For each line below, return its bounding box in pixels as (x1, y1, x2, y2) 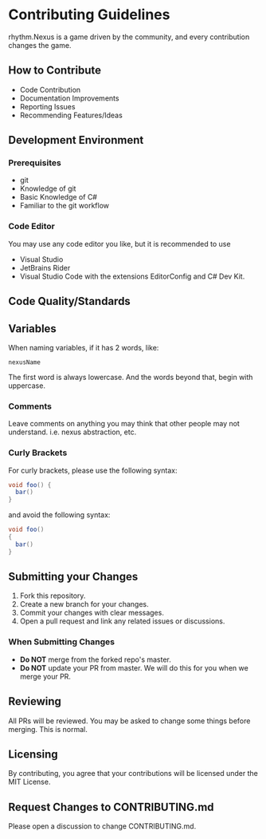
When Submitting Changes (8, 636, 115, 647)
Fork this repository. (19, 591, 86, 600)
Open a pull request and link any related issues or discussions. (19, 616, 225, 626)
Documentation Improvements (19, 93, 119, 103)
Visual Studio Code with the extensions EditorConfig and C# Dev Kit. (19, 271, 245, 281)
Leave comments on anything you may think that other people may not (8, 419, 241, 429)
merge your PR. (19, 671, 72, 681)
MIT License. (8, 777, 51, 787)
